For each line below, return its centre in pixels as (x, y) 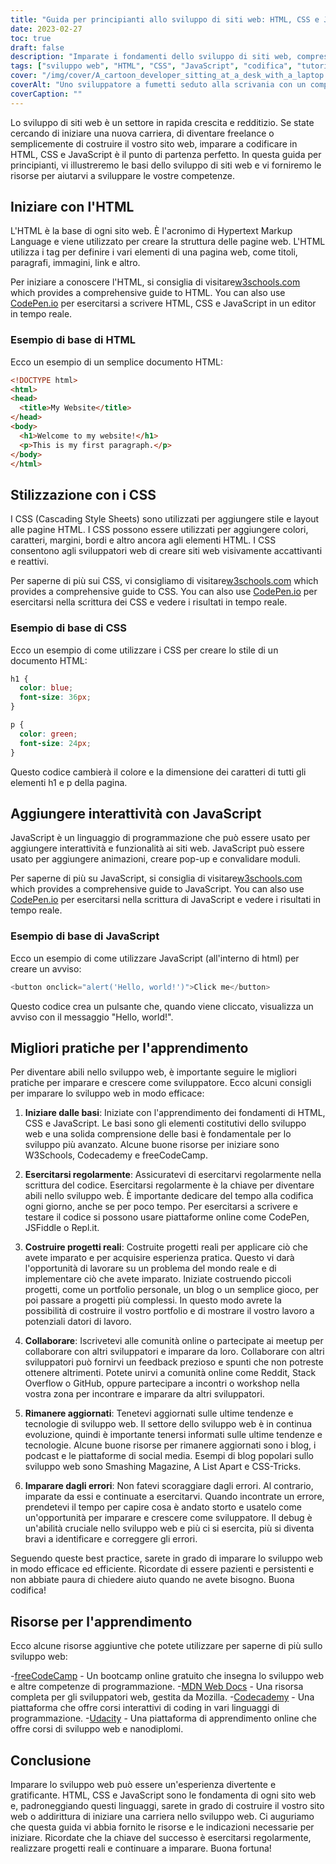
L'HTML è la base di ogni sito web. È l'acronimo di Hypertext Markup (151, 231)
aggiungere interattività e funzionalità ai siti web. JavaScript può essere (157, 848)
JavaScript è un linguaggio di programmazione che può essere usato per (160, 838)
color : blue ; (46, 688)
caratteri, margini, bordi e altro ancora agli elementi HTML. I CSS (143, 540)
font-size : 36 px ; (55, 697)
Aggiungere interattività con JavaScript (136, 813)
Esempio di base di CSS (68, 628)
